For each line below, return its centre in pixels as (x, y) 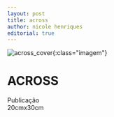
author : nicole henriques (45, 26)
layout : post (26, 14)
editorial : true (31, 33)
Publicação (23, 100)
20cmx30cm (26, 108)
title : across (28, 20)
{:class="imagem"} (80, 53)
